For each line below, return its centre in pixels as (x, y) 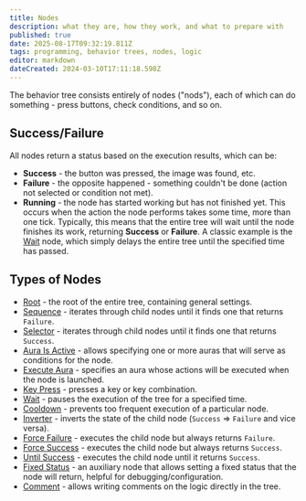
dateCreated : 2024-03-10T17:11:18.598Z (85, 69)
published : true (40, 35)
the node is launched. (63, 379)
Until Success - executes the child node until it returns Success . (141, 457)
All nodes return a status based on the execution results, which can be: (143, 155)
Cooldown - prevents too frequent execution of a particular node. (146, 409)
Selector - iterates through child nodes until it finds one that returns (149, 331)
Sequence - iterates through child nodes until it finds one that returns (153, 311)
